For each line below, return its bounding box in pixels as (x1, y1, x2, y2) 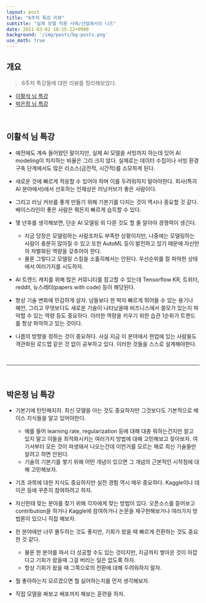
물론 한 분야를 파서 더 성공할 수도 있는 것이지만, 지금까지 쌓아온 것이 (24, 549, 186, 556)
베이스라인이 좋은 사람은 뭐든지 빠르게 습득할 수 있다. (15, 206, 142, 213)
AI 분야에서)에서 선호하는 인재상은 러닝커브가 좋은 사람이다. (15, 185, 157, 192)
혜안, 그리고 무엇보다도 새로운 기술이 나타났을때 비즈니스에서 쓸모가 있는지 (15, 304, 193, 311)
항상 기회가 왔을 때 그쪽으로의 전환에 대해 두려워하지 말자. (24, 564, 162, 572)
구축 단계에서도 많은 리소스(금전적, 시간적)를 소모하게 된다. (15, 164, 155, 172)
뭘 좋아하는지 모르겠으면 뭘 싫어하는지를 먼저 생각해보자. (15, 577, 150, 585)
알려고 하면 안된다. (24, 451, 69, 458)
